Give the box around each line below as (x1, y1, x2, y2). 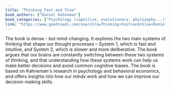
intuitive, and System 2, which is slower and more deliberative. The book (5, 46, 158, 52)
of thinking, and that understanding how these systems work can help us (5, 57, 158, 64)
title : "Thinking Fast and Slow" (5, 7, 76, 13)
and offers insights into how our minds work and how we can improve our (5, 73, 159, 79)
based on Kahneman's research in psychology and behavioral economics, (5, 68, 160, 74)
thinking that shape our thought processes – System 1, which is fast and (5, 41, 156, 47)
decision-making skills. (5, 79, 53, 85)
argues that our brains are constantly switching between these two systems (5, 52, 164, 58)
